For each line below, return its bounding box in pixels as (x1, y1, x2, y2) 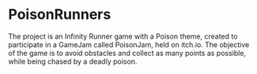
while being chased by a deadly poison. (8, 57, 138, 66)
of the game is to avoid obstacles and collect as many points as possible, (8, 48, 247, 57)
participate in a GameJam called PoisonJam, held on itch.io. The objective (8, 39, 250, 49)
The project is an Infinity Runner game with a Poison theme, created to (8, 31, 238, 41)
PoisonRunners (8, 6, 111, 24)
